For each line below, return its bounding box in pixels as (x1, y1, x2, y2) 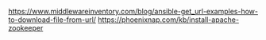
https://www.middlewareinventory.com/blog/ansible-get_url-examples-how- (8, 7, 258, 16)
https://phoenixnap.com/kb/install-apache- (98, 15, 240, 24)
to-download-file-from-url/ (8, 15, 97, 24)
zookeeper (8, 24, 44, 32)
